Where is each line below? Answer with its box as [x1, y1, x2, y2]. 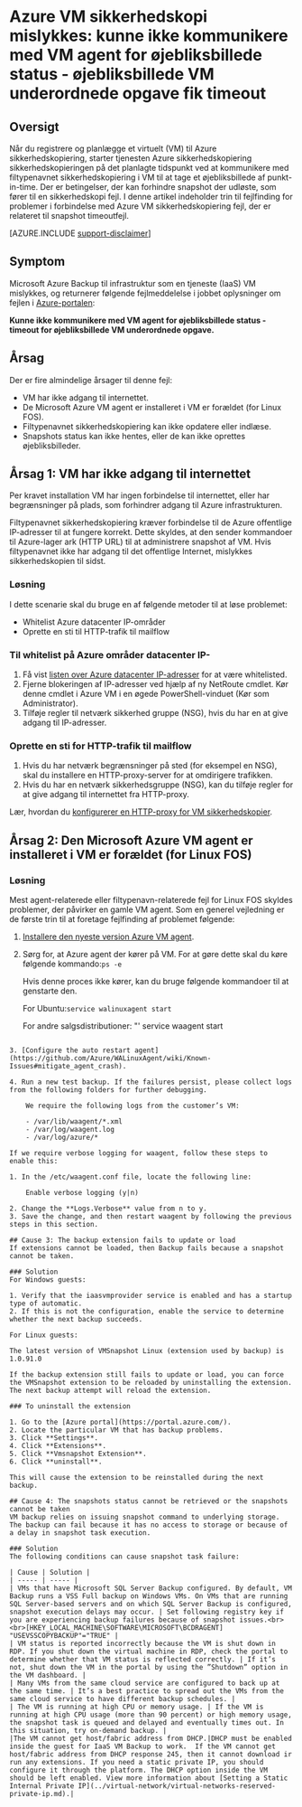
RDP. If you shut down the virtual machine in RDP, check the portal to [9, 1647, 288, 1656]
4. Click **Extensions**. [9, 1442, 106, 1451]
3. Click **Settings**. [9, 1434, 99, 1443]
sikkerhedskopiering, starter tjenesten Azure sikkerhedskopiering [9, 153, 252, 164]
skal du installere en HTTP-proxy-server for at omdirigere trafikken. [22, 770, 273, 781]
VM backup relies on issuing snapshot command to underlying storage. [9, 1512, 280, 1522]
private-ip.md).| [9, 1790, 75, 1799]
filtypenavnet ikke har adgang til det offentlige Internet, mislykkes [9, 546, 252, 557]
